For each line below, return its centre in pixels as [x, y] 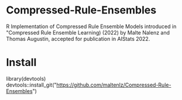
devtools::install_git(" [31, 85]
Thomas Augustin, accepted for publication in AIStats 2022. [78, 39]
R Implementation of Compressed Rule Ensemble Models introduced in [91, 26]
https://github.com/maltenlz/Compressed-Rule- [114, 85]
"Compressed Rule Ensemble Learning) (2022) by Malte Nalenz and [88, 32]
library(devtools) [26, 78]
